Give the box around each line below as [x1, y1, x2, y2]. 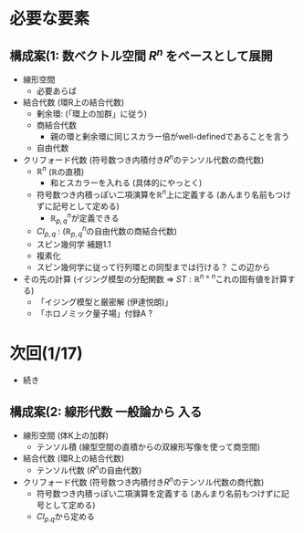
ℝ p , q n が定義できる [49, 211, 120, 225]
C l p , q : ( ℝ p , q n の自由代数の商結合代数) [36, 225, 178, 238]
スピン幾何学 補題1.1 [36, 238, 111, 249]
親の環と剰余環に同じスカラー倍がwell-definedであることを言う [49, 131, 290, 141]
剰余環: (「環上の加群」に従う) [36, 109, 148, 119]
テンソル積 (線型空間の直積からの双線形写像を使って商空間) [36, 442, 261, 453]
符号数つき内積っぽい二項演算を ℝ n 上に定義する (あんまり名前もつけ [36, 188, 291, 200]
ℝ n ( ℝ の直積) [36, 164, 85, 177]
